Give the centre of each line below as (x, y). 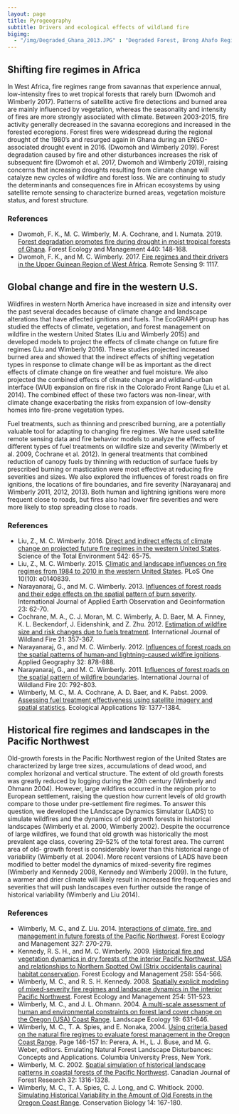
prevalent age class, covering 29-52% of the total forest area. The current (116, 842)
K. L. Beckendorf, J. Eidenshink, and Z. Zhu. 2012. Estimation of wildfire (122, 624)
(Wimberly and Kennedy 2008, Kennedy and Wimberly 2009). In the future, (118, 872)
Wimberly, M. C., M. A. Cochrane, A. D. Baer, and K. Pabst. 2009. (113, 693)
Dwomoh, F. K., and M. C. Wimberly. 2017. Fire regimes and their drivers (123, 257)
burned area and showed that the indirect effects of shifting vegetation (111, 357)
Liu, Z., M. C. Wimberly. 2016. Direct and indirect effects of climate (115, 541)
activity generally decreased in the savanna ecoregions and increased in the (119, 124)
